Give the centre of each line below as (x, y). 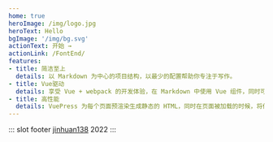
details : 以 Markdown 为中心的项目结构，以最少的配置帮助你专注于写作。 (126, 76)
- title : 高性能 (34, 99)
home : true (27, 16)
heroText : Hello (36, 31)
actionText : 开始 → (40, 46)
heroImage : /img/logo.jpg (52, 24)
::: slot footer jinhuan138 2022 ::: (62, 130)
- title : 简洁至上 (37, 69)
